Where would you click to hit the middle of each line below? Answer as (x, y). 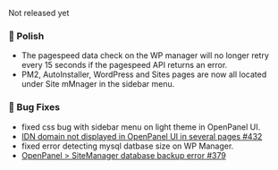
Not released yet (39, 13)
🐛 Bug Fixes (34, 107)
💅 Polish (26, 36)
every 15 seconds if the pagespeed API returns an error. (124, 65)
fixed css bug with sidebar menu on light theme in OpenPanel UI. (141, 127)
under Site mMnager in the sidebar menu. (98, 84)
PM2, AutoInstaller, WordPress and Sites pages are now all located (144, 74)
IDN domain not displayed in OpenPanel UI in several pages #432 (142, 136)
